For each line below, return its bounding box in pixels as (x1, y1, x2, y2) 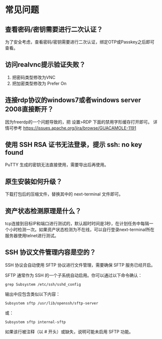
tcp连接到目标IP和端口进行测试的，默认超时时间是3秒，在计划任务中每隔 (5, 221, 149, 226)
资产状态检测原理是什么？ (5, 207, 81, 215)
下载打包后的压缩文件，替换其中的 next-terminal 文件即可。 (5, 191, 123, 197)
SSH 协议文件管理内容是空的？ (5, 248, 96, 257)
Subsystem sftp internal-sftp (5, 320, 66, 324)
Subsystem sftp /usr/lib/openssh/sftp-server (5, 301, 98, 306)
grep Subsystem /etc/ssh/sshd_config (5, 282, 81, 287)
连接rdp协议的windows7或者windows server (5, 96, 141, 104)
